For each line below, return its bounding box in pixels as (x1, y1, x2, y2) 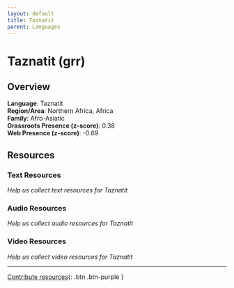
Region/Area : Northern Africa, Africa (7, 107, 114, 115)
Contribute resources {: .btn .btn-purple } (7, 273, 124, 281)
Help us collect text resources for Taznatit (7, 186, 128, 195)
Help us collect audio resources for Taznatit (7, 219, 134, 227)
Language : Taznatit (7, 99, 63, 108)
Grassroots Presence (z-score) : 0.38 (7, 121, 115, 130)
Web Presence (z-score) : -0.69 (7, 129, 99, 137)
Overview (7, 81, 51, 93)
